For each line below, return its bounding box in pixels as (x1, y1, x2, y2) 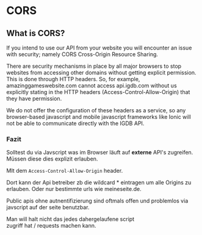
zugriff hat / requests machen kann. (6, 222, 96, 230)
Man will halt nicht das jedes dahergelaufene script (6, 215, 135, 223)
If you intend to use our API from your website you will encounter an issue (6, 44, 192, 51)
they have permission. (6, 95, 62, 102)
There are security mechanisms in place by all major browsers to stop (6, 62, 182, 70)
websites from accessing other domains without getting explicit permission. (6, 69, 197, 76)
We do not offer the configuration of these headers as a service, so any (6, 107, 186, 114)
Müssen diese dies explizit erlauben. (6, 155, 98, 162)
